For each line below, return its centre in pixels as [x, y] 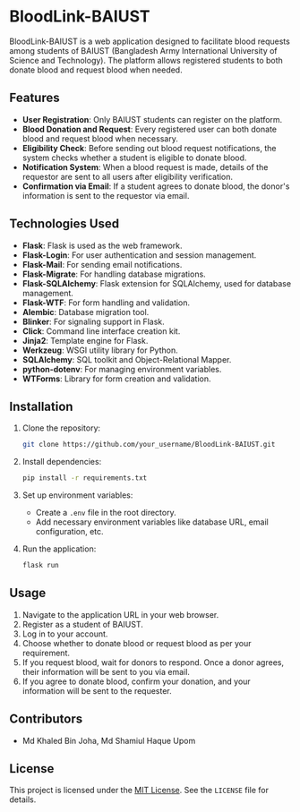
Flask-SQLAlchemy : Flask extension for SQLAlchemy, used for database [157, 283]
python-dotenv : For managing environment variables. [122, 369]
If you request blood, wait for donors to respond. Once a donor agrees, [153, 662]
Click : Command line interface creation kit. [101, 331]
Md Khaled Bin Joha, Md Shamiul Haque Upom [109, 740]
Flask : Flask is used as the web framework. [102, 245]
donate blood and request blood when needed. [96, 70]
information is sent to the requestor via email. [106, 195]
